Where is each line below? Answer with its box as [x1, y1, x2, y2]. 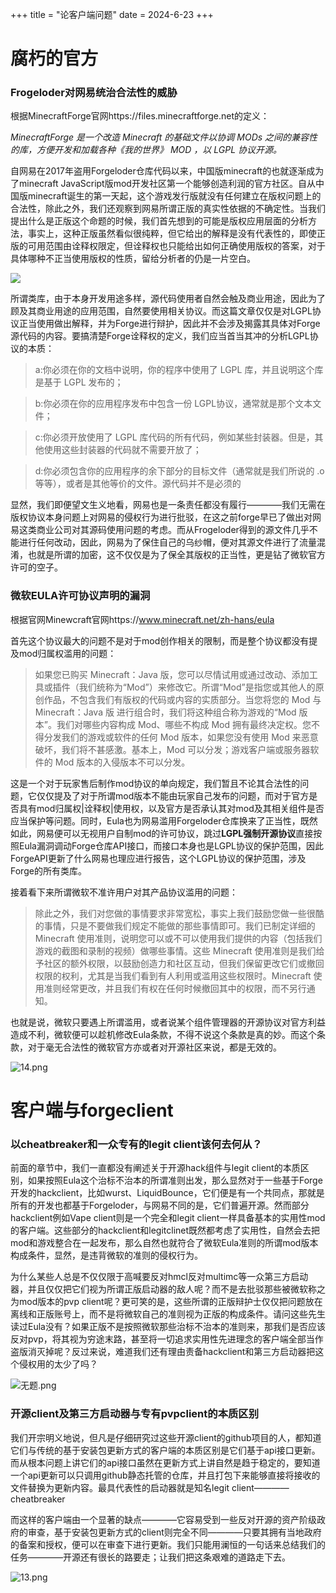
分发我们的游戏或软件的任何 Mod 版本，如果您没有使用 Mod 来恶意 [43, 731, 319, 743]
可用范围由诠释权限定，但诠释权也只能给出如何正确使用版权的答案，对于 [27, 240, 326, 252]
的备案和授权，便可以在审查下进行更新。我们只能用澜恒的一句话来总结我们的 [10, 1538, 326, 1550]
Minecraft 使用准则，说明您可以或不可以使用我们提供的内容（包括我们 [34, 932, 323, 944]
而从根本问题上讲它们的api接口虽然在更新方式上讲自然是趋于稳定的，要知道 [10, 1456, 321, 1468]
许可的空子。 [10, 561, 63, 573]
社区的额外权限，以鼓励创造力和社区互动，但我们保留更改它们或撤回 [43, 957, 325, 969]
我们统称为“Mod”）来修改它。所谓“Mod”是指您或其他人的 [78, 681, 316, 693]
